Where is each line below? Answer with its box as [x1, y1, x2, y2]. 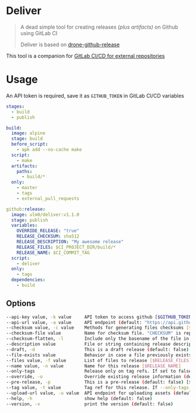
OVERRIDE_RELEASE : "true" [16, 228, 80, 234]
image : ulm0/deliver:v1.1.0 [11, 212, 80, 218]
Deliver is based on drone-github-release [20, 41, 120, 48]
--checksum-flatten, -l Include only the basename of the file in [6, 336, 190, 342]
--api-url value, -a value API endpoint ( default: [6, 319, 142, 325]
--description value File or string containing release [6, 341, 171, 347]
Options [6, 298, 36, 308]
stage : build [11, 136, 43, 142]
